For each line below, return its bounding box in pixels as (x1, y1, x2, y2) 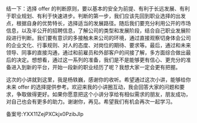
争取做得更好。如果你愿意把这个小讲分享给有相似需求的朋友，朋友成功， (16, 91, 191, 98)
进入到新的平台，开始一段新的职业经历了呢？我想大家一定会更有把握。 (11, 64, 181, 70)
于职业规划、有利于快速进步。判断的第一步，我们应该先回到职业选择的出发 (6, 12, 186, 19)
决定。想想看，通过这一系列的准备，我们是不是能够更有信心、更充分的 (16, 56, 186, 63)
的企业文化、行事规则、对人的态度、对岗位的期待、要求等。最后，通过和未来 (6, 42, 191, 49)
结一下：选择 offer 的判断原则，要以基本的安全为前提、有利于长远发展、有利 (6, 5, 191, 12)
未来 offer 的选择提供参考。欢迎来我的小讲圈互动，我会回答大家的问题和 (6, 84, 180, 90)
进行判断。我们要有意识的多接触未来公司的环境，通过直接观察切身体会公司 (11, 35, 191, 41)
